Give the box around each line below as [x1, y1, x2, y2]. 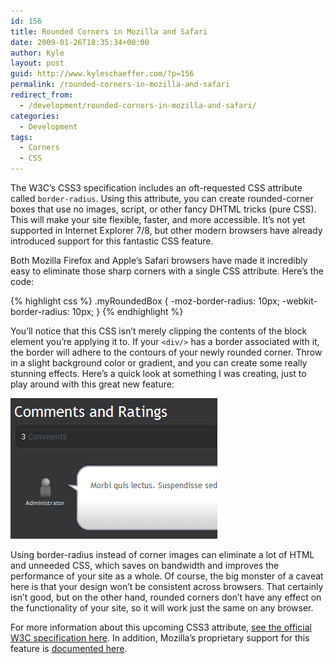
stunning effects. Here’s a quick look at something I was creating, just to [10, 368, 307, 379]
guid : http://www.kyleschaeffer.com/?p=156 [10, 69, 195, 79]
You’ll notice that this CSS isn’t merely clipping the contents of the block [10, 325, 308, 337]
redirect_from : [10, 90, 74, 100]
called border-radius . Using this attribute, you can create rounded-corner [10, 193, 314, 204]
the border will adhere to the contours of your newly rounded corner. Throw [10, 346, 323, 358]
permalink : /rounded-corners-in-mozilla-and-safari [10, 80, 230, 90]
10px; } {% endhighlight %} [71, 306, 184, 317]
